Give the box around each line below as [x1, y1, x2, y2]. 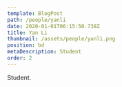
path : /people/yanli [7, 16, 67, 23]
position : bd [7, 42, 45, 49]
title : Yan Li [7, 29, 48, 36]
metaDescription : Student [7, 49, 81, 55]
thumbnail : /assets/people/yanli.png [7, 36, 116, 42]
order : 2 [7, 55, 32, 62]
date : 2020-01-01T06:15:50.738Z [7, 23, 100, 29]
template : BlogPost [7, 10, 63, 17]
